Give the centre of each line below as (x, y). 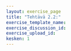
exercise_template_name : (36, 22)
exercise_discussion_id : (36, 28)
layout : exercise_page (33, 11)
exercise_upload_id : (31, 33)
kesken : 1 (18, 39)
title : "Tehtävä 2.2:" (33, 17)
